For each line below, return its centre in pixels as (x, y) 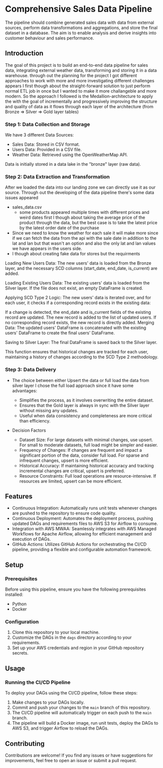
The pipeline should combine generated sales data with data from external (80, 22)
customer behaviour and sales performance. (50, 38)
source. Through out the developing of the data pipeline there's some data (80, 192)
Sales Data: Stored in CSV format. (46, 144)
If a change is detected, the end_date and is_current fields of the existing (78, 312)
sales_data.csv (27, 207)
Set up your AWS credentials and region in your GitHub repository (78, 648)
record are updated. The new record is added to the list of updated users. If (81, 317)
